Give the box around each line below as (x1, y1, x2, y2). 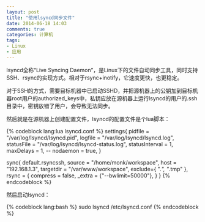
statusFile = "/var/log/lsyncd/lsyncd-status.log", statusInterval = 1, (6, 140, 173, 147)
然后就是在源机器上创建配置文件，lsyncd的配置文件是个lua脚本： (6, 115, 170, 122)
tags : (6, 37, 20, 43)
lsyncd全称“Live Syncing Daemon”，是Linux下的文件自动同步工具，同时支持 (6, 66, 198, 73)
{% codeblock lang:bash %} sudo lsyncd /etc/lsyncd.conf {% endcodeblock (6, 203, 199, 210)
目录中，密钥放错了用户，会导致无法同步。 (6, 102, 114, 109)
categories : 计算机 (6, 32, 53, 38)
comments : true (6, 26, 45, 32)
